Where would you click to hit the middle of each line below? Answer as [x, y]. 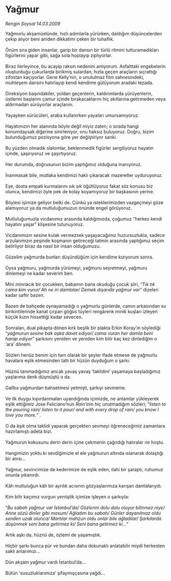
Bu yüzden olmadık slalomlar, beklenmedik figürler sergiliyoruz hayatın [80, 148]
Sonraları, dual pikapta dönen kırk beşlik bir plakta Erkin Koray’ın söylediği [83, 328]
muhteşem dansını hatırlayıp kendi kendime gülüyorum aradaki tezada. [79, 83]
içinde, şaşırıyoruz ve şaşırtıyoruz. [41, 153]
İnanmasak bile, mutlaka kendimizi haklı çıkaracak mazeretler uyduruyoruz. [84, 175]
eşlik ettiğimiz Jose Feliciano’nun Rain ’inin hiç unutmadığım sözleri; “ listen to [86, 404]
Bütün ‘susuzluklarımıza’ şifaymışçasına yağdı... [55, 573]
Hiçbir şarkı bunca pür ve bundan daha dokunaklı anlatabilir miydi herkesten [85, 546]
